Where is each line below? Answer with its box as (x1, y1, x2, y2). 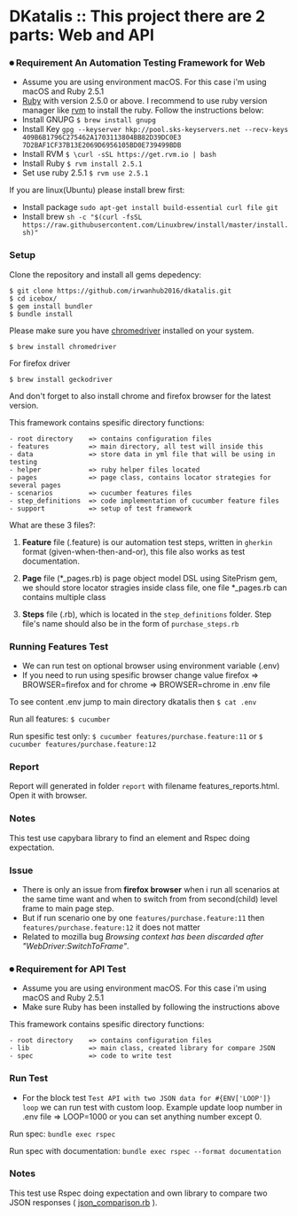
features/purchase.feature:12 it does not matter (21, 922, 201, 932)
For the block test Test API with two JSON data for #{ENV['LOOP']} (21, 1092, 271, 1103)
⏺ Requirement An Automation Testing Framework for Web (9, 57, 266, 69)
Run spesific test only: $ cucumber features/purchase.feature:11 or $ (9, 731, 263, 742)
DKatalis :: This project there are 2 (9, 6, 266, 27)
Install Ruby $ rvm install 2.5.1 (21, 158, 143, 169)
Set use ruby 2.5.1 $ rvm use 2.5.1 (21, 168, 149, 178)
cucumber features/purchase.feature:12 (9, 740, 157, 750)
